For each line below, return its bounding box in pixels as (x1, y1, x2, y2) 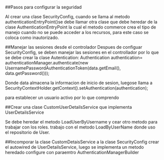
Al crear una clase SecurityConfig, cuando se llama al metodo (5, 14, 130, 19)
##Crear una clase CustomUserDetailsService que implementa (5, 104, 132, 110)
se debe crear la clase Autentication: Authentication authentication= (5, 55, 143, 61)
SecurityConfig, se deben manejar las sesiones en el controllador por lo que (5, 49, 159, 55)
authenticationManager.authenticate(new (5, 60, 88, 65)
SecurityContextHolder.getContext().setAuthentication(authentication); (5, 85, 148, 91)
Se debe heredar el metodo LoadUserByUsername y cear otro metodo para (5, 119, 158, 125)
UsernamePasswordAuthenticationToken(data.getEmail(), (5, 65, 121, 71)
